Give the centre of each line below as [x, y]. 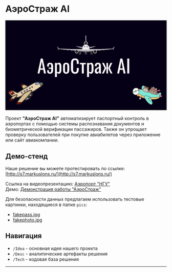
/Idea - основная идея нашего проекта [55, 248]
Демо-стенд [27, 156]
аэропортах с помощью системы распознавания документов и [75, 124]
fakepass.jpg [26, 215]
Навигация [24, 236]
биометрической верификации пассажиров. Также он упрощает [76, 129]
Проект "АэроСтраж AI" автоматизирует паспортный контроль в [77, 119]
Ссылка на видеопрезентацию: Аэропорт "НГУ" [58, 184]
